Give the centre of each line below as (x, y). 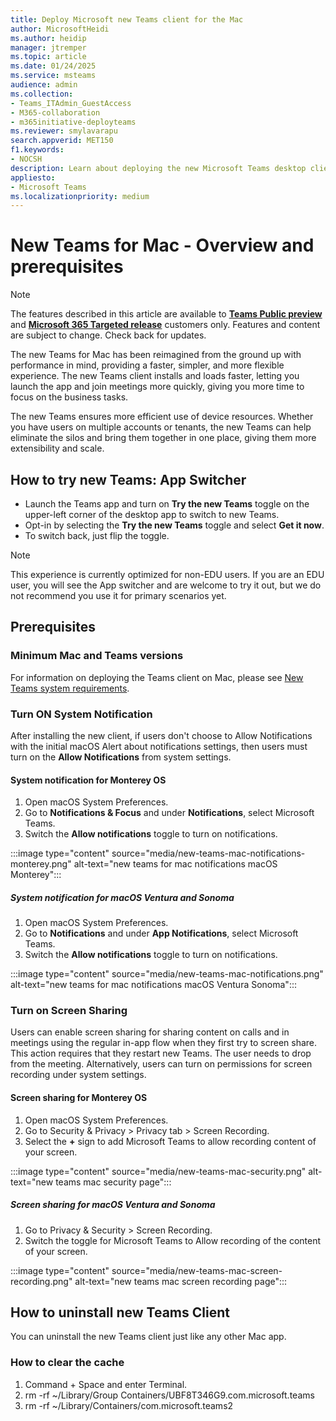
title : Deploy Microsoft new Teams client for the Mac (127, 19)
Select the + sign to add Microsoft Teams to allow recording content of (170, 1141)
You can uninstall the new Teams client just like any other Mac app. (148, 1337)
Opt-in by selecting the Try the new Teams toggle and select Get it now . (174, 525)
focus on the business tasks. (69, 397)
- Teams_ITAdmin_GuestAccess (71, 103)
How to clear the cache (67, 1363)
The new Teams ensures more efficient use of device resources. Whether (162, 417)
